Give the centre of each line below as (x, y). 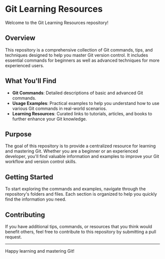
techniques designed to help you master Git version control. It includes (77, 55)
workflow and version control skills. (41, 162)
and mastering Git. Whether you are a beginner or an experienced (72, 151)
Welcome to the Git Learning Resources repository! (57, 23)
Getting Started (29, 177)
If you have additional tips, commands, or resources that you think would (79, 226)
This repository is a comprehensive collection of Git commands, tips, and (79, 50)
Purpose (18, 134)
